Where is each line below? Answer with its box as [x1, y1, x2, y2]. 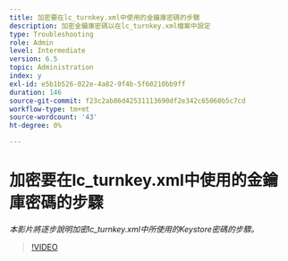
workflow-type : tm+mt [9, 105, 90, 114]
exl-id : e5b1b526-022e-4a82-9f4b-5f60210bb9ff [9, 80, 186, 88]
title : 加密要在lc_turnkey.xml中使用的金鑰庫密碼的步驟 [9, 13, 200, 22]
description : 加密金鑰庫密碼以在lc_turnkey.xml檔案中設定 [9, 21, 211, 30]
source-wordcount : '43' [9, 113, 98, 122]
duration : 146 [9, 88, 63, 97]
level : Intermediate [9, 46, 87, 55]
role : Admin [9, 38, 54, 47]
